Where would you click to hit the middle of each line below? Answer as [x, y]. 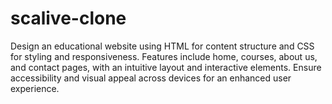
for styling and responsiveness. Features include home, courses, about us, [164, 56]
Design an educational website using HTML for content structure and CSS [162, 46]
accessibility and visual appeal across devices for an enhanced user [151, 78]
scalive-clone [68, 18]
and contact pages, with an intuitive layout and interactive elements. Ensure [166, 67]
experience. [35, 88]
